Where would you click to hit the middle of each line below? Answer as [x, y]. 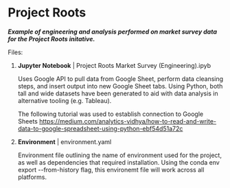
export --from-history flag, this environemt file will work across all [111, 169]
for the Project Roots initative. [51, 38]
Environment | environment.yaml [65, 141]
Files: [15, 52]
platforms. [32, 177]
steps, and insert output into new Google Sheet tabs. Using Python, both [120, 86]
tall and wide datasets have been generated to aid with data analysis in [118, 93]
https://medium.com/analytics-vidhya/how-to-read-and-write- [128, 121]
